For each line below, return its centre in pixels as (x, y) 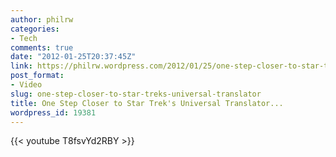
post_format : (37, 76)
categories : (35, 29)
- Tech (24, 38)
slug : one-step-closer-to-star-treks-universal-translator (136, 94)
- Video (26, 85)
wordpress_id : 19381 (53, 112)
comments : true (42, 47)
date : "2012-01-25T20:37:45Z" (73, 57)
